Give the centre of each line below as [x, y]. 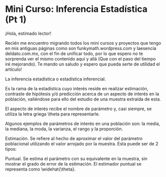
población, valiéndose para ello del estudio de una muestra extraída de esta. [83, 99]
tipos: [11, 149]
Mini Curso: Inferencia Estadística [76, 9]
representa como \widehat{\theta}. [40, 169]
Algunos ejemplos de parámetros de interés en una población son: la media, [83, 123]
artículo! [14, 69]
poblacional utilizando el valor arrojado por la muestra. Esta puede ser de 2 [82, 144]
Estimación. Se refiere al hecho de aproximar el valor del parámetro [74, 138]
